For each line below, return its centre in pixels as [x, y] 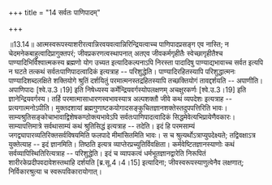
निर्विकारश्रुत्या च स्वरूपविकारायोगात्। [56, 171]
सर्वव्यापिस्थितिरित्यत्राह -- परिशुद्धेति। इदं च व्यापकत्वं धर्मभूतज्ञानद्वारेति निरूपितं [107, 153]
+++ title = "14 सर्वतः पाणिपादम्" [54, 13]
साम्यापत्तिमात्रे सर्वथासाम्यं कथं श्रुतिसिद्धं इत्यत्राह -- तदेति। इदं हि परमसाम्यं [102, 126]
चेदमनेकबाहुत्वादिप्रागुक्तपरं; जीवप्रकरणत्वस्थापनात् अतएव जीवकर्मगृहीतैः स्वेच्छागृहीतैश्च [116, 53]
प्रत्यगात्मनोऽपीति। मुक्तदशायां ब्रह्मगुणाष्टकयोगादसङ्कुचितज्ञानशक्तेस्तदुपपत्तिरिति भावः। [118, 108]
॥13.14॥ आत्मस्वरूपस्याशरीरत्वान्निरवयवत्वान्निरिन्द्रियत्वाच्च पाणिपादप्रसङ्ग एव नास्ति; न [119, 44]
